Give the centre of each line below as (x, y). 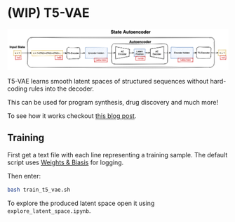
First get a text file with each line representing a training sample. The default (117, 155)
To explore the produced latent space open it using (81, 203)
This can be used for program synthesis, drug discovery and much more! (113, 102)
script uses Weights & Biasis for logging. (66, 162)
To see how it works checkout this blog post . (72, 116)
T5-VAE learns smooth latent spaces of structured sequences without (108, 81)
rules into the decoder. (62, 89)
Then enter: (24, 176)
